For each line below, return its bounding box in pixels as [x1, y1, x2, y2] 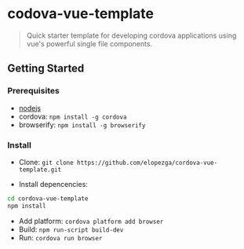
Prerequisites [7, 86, 60, 97]
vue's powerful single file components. [26, 38, 153, 48]
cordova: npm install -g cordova [18, 112, 127, 121]
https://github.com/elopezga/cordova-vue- [76, 159, 218, 167]
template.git [18, 166, 62, 174]
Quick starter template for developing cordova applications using [26, 31, 237, 40]
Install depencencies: [18, 179, 88, 189]
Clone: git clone [18, 157, 74, 167]
